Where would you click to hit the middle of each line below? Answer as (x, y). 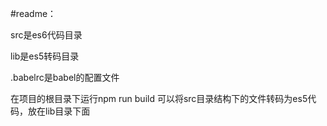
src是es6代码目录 (46, 35)
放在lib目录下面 (59, 111)
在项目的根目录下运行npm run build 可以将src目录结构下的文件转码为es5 (159, 98)
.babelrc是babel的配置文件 (65, 77)
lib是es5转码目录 (45, 56)
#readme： (33, 13)
